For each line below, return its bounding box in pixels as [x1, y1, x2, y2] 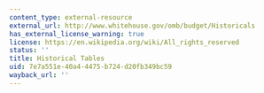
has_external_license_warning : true [9, 29, 144, 38]
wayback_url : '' [9, 71, 69, 80]
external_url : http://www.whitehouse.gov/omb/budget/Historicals [9, 21, 255, 30]
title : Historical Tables [9, 54, 105, 63]
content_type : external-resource [9, 12, 133, 22]
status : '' [9, 46, 50, 55]
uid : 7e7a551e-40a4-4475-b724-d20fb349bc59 [9, 63, 173, 72]
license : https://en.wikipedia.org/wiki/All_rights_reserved [9, 37, 240, 47]
